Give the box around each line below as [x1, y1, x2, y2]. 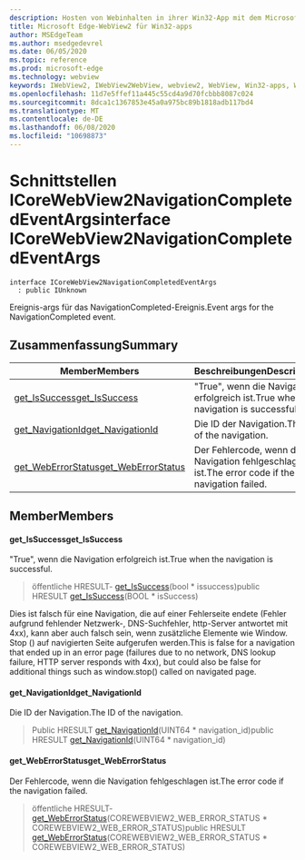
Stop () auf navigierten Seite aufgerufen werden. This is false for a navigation [9, 638, 295, 648]
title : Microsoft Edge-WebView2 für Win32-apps [9, 22, 193, 31]
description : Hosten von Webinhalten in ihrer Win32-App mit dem [9, 13, 261, 23]
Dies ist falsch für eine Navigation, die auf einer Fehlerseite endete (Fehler [9, 608, 287, 619]
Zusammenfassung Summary [9, 338, 179, 353]
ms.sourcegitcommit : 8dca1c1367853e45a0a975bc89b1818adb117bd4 [9, 97, 254, 107]
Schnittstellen [9, 171, 117, 192]
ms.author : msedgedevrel [9, 38, 103, 48]
